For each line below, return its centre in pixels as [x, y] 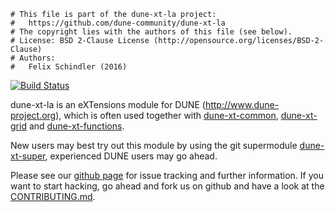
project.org [33, 115]
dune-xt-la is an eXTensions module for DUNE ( [108, 104]
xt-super [28, 156]
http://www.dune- [242, 104]
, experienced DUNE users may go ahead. [131, 156]
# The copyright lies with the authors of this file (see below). [151, 32]
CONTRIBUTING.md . [53, 196]
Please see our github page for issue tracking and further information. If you [167, 175]
